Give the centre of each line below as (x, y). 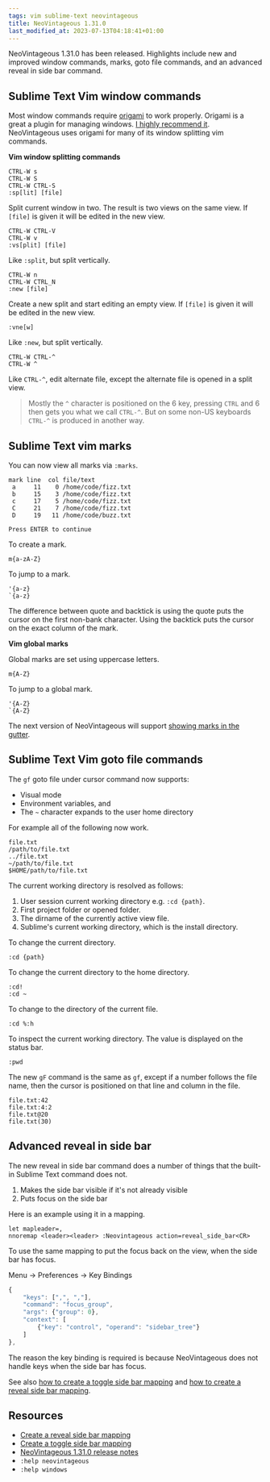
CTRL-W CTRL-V (32, 231)
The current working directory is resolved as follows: (96, 885)
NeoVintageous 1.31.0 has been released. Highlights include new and (123, 54)
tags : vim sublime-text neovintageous (73, 16)
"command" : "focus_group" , (68, 1305)
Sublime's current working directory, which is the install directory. (129, 926)
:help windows (44, 1470)
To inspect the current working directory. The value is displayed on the (126, 1039)
